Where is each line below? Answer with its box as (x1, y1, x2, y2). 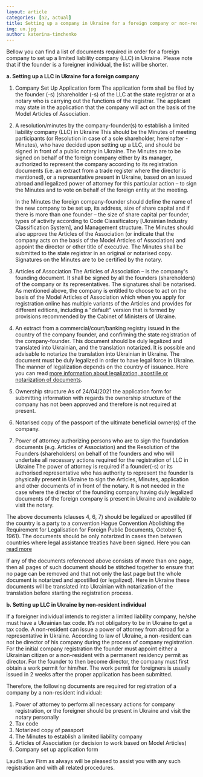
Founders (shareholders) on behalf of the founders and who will (14, 450, 174, 458)
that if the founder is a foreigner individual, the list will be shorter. (6, 61, 169, 68)
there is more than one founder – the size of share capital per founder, (14, 211, 190, 218)
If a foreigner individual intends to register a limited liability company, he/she (6, 613, 196, 620)
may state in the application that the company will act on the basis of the (14, 104, 196, 111)
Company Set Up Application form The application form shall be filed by (14, 84, 195, 92)
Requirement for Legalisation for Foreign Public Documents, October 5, (6, 526, 183, 533)
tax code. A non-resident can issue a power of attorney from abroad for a (6, 625, 189, 633)
